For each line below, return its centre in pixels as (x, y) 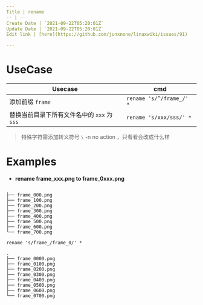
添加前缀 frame (30, 102)
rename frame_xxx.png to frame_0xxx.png (70, 179)
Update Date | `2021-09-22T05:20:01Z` (55, 29)
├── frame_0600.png (31, 290)
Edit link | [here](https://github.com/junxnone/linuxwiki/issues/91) (97, 35)
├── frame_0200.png (31, 269)
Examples (31, 162)
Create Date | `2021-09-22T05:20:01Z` (55, 23)
